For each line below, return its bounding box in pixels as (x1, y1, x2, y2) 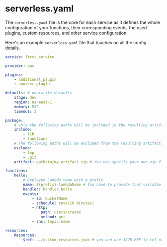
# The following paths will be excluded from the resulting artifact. (14, 141, 164, 146)
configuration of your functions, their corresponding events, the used (5, 24, 147, 30)
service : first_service (5, 54, 55, 60)
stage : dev (14, 95, 37, 100)
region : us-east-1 (14, 100, 52, 105)
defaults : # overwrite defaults (5, 90, 72, 96)
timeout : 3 (14, 109, 37, 114)
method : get (40, 214, 66, 220)
